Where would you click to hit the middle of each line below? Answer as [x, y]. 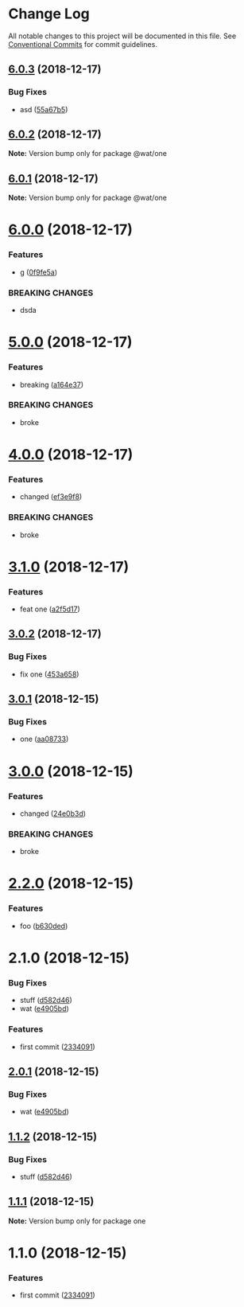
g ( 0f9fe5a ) [39, 272]
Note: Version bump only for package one [77, 1221]
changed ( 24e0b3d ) [52, 813]
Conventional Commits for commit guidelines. [83, 44]
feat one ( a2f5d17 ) [50, 609]
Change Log [49, 14]
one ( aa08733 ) [44, 739]
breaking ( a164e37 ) [52, 384]
